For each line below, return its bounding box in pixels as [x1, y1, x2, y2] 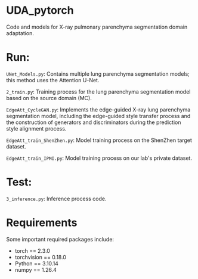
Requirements [6, 216, 78, 230]
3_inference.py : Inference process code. [6, 195, 107, 202]
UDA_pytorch [6, 4, 74, 17]
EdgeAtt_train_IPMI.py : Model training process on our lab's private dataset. [6, 154, 193, 162]
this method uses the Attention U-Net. [6, 76, 100, 83]
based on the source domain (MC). [6, 94, 92, 101]
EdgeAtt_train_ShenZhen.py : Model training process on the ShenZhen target [6, 137, 193, 144]
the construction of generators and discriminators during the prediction [6, 119, 181, 126]
